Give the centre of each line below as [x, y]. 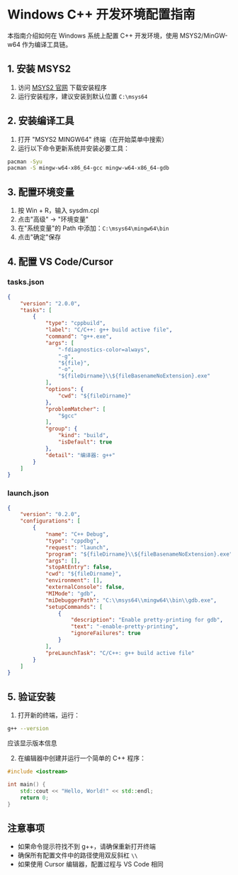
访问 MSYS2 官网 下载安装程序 [62, 87]
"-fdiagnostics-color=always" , [104, 350]
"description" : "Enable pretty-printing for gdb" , [147, 620]
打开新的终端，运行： [49, 715]
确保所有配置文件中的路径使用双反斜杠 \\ [78, 855]
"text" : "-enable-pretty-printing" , [125, 627]
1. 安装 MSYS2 [39, 69]
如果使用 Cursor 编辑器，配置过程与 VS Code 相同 [91, 864]
